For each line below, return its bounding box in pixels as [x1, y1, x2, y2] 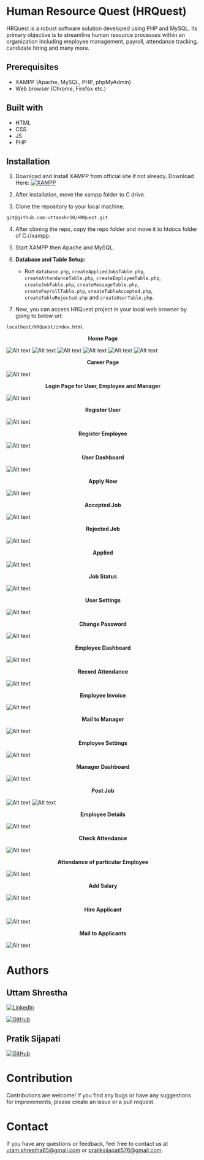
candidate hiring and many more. [6, 44, 90, 52]
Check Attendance [78, 835, 127, 842]
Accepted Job [85, 502, 121, 509]
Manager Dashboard [76, 763, 130, 771]
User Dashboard [81, 454, 124, 461]
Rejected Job [85, 525, 121, 532]
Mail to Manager [81, 715, 124, 723]
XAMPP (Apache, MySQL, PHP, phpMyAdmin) [15, 78, 132, 85]
